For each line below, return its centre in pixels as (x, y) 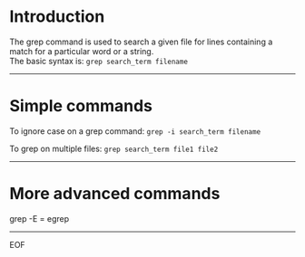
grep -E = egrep (39, 218)
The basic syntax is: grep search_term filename (99, 61)
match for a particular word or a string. (82, 51)
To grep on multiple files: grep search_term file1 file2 (114, 148)
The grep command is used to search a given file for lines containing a (141, 42)
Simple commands (81, 106)
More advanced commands (115, 194)
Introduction (57, 17)
